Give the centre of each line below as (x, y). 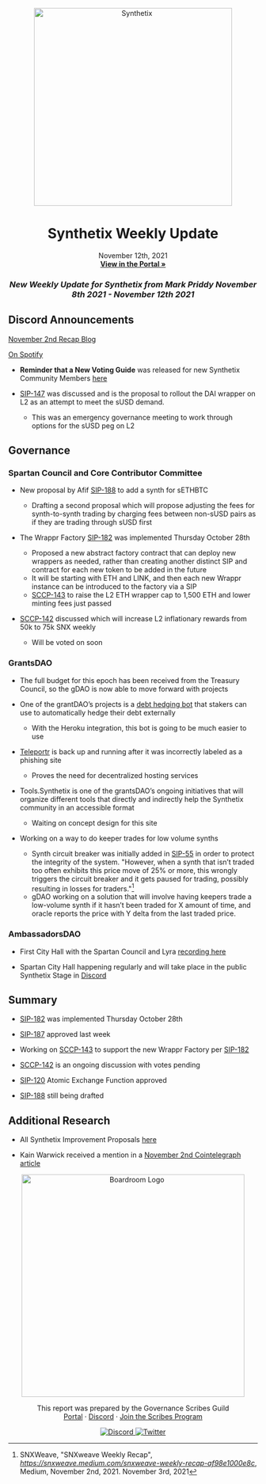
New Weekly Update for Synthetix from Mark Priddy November (133, 284)
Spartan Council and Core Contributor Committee (105, 473)
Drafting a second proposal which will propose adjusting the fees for (143, 506)
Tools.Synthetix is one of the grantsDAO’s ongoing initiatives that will (131, 791)
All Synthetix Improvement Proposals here (88, 1140)
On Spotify (26, 354)
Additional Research (59, 1120)
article (30, 1163)
